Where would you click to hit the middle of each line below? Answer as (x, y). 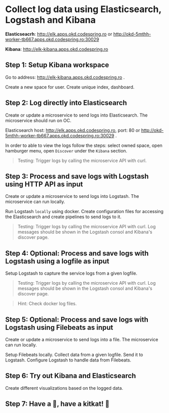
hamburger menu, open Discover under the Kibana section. (66, 150)
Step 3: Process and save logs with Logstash (77, 176)
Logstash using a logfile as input (57, 261)
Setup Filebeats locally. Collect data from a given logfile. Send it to (74, 355)
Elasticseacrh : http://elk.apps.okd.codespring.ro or (59, 34)
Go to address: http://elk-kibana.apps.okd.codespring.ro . (65, 77)
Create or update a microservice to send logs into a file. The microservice (82, 340)
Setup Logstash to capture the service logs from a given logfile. (71, 273)
